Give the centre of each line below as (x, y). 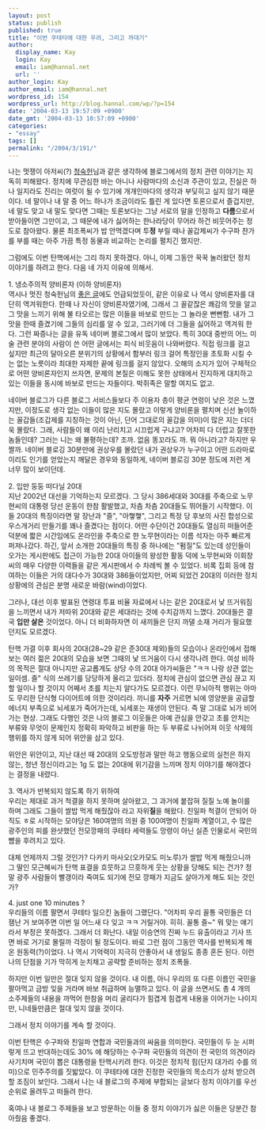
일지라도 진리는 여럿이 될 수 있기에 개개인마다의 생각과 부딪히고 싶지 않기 (128, 192)
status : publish (35, 23)
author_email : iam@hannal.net (58, 89)
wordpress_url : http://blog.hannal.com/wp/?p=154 (92, 104)
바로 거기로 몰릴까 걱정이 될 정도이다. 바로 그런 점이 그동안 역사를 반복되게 (130, 942)
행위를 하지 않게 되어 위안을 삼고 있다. (66, 738)
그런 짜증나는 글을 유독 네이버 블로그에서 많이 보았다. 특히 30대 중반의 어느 (133, 334)
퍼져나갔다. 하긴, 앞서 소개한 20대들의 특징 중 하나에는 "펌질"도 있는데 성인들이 (130, 546)
